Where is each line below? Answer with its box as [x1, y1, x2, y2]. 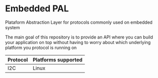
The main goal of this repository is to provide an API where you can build [5, 34, 153, 40]
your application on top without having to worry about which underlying [5, 39, 151, 45]
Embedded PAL [5, 3, 69, 14]
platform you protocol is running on [5, 44, 77, 50]
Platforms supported [33, 56, 83, 63]
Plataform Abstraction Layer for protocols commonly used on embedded [5, 19, 153, 25]
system [5, 24, 20, 30]
